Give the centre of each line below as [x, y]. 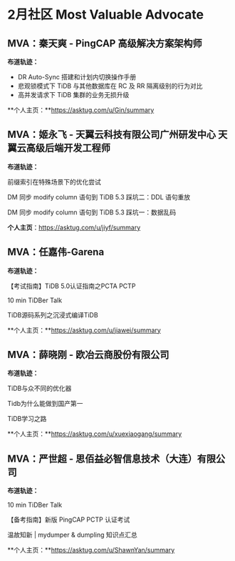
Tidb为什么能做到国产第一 [45, 404]
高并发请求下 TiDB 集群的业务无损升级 [73, 95]
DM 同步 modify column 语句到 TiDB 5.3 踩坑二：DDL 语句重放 [99, 197]
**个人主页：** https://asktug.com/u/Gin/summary [81, 110]
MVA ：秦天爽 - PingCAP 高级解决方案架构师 [105, 43]
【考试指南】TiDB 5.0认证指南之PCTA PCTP [72, 286]
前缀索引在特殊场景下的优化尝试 [54, 182]
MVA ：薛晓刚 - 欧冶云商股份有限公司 [88, 355]
